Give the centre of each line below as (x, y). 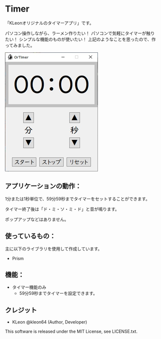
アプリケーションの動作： (43, 186)
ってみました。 (20, 45)
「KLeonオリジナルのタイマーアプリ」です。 (49, 23)
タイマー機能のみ (29, 287)
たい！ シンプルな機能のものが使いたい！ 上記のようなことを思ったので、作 (80, 39)
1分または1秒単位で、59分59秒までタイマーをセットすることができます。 (78, 199)
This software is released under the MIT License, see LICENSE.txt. (71, 331)
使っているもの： (30, 236)
